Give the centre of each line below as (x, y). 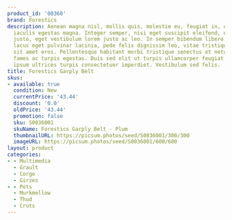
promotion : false (38, 116)
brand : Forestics (32, 20)
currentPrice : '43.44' (46, 97)
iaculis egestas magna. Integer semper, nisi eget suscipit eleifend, (117, 33)
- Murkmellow (32, 193)
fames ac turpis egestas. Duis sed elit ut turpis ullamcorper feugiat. (120, 59)
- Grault (26, 167)
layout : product (30, 148)
